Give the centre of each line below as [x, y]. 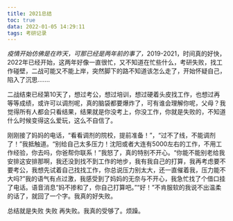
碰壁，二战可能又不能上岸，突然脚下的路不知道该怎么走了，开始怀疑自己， [119, 71]
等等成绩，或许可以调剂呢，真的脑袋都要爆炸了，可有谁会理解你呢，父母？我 [116, 103]
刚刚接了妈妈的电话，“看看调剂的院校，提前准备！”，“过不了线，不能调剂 [112, 136]
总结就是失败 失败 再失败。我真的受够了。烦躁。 [76, 211]
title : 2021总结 [29, 14]
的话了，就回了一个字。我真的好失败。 [62, 196]
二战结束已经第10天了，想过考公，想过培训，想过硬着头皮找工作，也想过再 [114, 95]
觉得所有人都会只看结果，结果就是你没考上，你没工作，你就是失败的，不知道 [116, 112]
